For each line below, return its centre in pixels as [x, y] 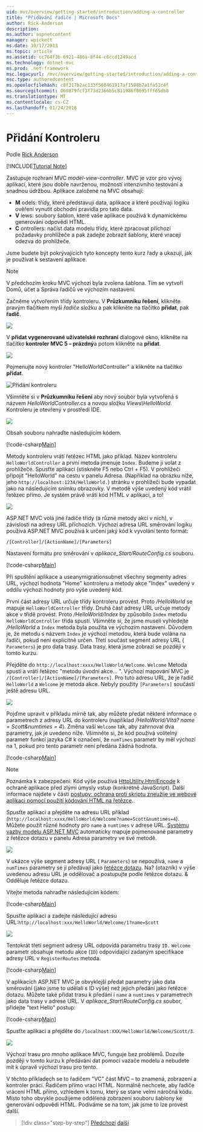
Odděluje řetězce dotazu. [38, 881]
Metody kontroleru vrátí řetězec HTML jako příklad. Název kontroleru [92, 456]
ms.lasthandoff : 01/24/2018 [42, 108]
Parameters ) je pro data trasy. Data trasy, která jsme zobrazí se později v [96, 647]
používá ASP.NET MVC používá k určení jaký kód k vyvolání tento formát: [97, 531]
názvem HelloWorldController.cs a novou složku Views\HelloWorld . [89, 403]
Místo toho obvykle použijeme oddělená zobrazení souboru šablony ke [94, 1098]
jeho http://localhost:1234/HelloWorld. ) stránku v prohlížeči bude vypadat [101, 482]
